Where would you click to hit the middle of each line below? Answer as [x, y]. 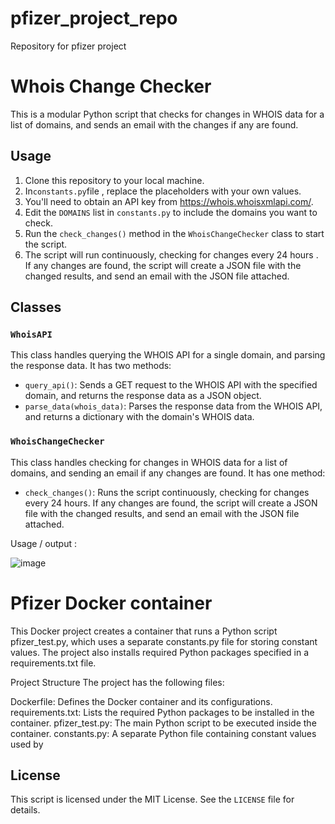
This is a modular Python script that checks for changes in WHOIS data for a [167, 114]
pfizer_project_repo [94, 18]
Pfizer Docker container [111, 603]
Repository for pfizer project [68, 46]
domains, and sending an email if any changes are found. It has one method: [168, 473]
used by [27, 744]
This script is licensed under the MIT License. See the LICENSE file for [152, 799]
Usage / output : [43, 543]
